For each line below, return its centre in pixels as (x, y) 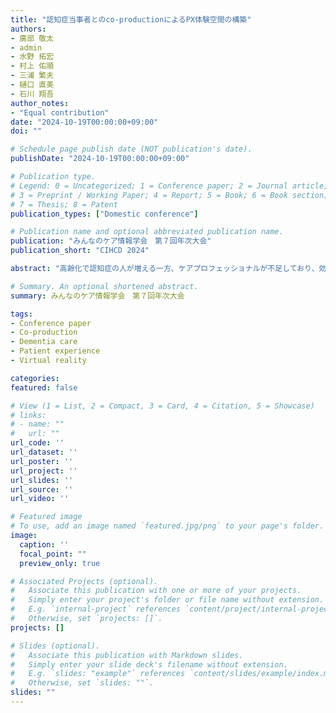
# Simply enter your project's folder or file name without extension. (167, 600)
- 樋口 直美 (32, 85)
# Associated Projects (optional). (84, 581)
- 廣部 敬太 (32, 38)
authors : (28, 29)
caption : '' (44, 544)
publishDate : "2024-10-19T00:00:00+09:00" (100, 159)
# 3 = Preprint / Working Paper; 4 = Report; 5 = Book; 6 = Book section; (169, 195)
